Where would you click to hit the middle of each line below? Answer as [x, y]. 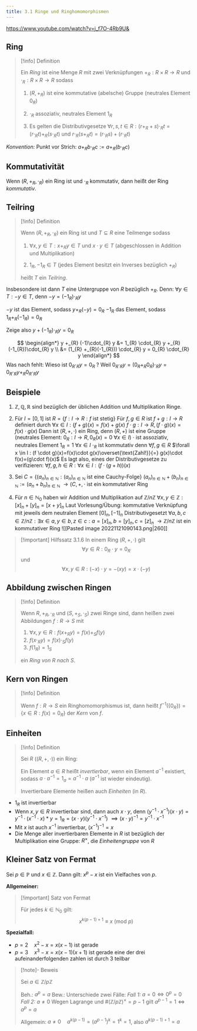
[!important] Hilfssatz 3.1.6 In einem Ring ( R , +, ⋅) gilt [83, 540]
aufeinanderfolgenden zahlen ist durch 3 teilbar [72, 958]
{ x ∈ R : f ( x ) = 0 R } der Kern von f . [62, 714]
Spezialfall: [20, 933]
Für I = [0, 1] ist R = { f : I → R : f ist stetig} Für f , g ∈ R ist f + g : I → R [98, 419]
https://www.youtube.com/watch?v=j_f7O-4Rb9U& [68, 28]
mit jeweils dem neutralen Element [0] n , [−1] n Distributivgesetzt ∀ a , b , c [100, 513]
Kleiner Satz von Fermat [51, 859]
